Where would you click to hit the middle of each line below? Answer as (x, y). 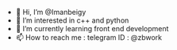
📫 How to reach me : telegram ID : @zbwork (89, 37)
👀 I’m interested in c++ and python (72, 20)
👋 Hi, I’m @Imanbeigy (51, 12)
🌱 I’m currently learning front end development (92, 29)
